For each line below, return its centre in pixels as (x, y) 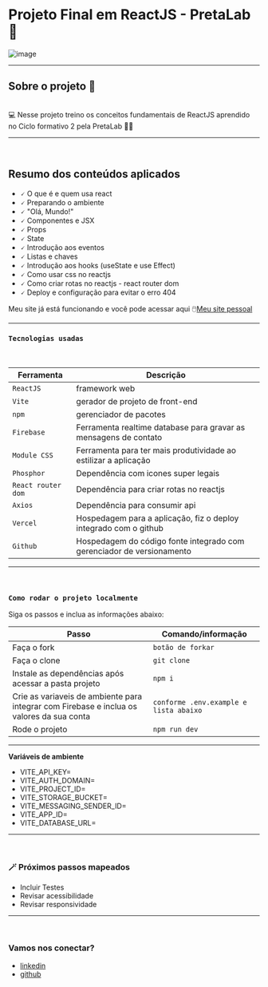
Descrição (166, 375)
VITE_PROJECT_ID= (53, 789)
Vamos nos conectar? (51, 948)
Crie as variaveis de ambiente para (77, 696)
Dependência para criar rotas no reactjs (150, 489)
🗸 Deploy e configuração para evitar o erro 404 (98, 292)
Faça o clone (36, 660)
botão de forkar (184, 648)
